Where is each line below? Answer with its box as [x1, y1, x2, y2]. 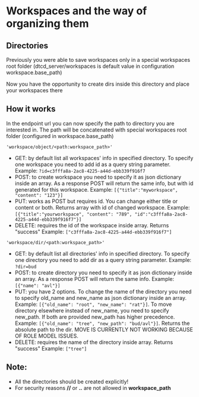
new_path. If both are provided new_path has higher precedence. [14, 313, 175, 320]
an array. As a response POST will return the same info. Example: [14, 275, 175, 282]
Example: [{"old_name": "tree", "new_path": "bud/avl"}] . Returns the [14, 320, 190, 327]
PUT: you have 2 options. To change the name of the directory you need [14, 287, 192, 295]
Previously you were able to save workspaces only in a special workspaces [6, 57, 191, 63]
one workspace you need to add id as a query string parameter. [14, 161, 171, 168]
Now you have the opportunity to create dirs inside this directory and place [6, 80, 190, 87]
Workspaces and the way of [6, 4, 147, 18]
